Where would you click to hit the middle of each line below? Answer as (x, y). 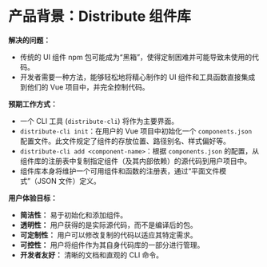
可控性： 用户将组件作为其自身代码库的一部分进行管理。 (112, 245)
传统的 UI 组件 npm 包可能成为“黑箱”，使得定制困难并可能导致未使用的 (136, 57)
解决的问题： (29, 40)
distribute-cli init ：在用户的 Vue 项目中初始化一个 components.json (136, 131)
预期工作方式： (33, 104)
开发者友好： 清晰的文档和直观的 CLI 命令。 (92, 255)
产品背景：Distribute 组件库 (100, 16)
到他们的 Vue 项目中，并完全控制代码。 (84, 87)
